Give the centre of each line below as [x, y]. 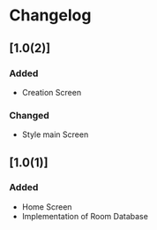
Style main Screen [55, 134]
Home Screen [47, 207]
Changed [30, 115]
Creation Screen [52, 92]
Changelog [50, 15]
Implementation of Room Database [85, 216]
